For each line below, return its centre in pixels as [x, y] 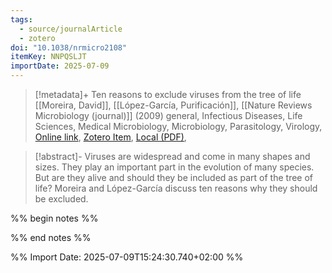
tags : [21, 19]
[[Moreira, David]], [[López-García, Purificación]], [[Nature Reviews [173, 105]
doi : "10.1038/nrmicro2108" [69, 47]
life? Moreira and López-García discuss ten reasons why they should [176, 188]
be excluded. [61, 199]
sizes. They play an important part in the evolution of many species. [174, 167]
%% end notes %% [51, 237]
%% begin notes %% [54, 218]
